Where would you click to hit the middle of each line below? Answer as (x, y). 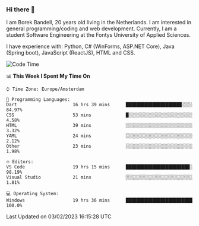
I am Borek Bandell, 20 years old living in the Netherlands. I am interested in (99, 23)
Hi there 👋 (21, 9)
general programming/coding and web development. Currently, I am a (91, 28)
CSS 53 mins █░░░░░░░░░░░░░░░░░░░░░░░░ (99, 115)
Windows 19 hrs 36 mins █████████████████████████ (99, 200)
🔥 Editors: (20, 162)
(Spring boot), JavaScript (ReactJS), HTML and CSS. (71, 53)
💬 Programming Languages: (38, 100)
